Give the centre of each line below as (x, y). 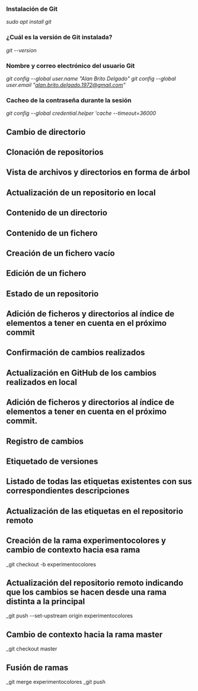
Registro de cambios (45, 441)
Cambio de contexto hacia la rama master (84, 634)
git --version (21, 50)
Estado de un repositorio (52, 293)
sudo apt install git (29, 22)
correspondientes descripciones (68, 491)
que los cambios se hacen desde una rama (87, 593)
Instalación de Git (32, 9)
